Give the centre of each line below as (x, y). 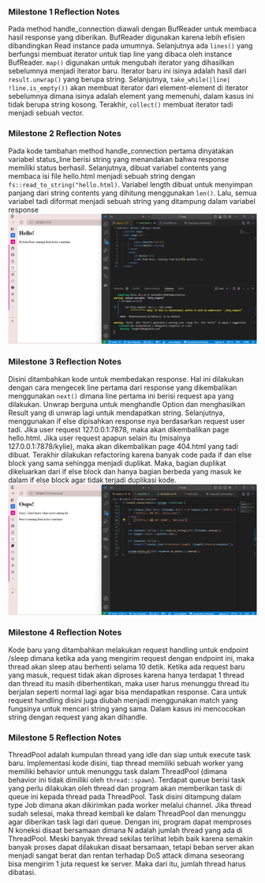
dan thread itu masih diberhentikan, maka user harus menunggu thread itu (129, 683)
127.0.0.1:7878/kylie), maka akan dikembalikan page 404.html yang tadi (123, 446)
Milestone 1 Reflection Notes (64, 12)
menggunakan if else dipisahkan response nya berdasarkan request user (127, 421)
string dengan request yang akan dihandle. (78, 717)
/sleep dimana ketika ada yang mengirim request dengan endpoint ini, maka (131, 658)
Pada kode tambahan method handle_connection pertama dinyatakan (121, 151)
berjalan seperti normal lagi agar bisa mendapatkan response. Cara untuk (127, 692)
